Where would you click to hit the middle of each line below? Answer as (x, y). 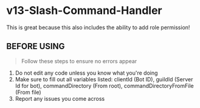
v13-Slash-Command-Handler (84, 11)
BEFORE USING (36, 46)
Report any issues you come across (60, 98)
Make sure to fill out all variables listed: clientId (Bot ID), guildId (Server (104, 79)
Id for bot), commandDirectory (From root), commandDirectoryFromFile (104, 86)
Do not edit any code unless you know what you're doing (86, 73)
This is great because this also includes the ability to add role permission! (98, 27)
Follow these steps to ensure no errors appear (79, 61)
